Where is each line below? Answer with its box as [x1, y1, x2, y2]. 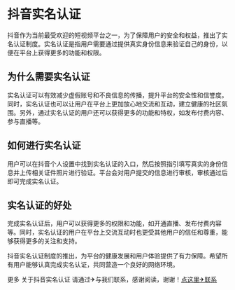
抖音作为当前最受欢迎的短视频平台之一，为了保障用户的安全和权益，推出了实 [7, 31, 228, 39]
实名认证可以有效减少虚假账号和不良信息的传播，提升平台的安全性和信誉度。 [7, 90, 228, 99]
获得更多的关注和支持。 [13, 237, 81, 245]
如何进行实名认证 [7, 139, 81, 151]
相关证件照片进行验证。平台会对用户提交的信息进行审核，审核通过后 [31, 168, 228, 177]
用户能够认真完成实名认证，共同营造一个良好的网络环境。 [13, 261, 179, 269]
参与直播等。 [7, 117, 44, 125]
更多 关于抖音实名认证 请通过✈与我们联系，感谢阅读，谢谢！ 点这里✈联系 [7, 275, 218, 284]
